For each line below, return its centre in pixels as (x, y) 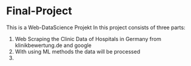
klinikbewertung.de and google (53, 45)
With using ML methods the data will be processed (78, 51)
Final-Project (39, 11)
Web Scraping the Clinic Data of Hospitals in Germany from (88, 39)
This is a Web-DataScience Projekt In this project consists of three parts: (96, 27)
